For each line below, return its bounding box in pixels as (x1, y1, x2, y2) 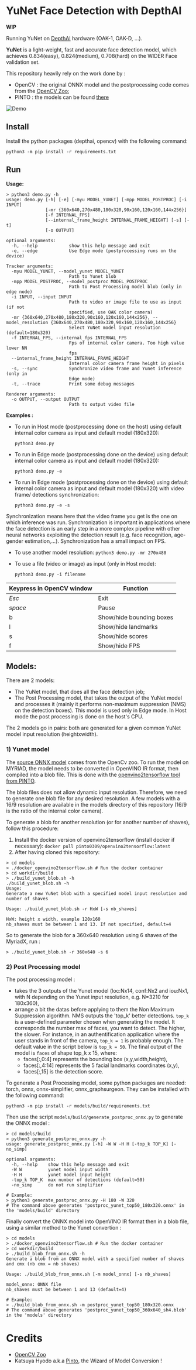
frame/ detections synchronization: (14, 491, 99, 498)
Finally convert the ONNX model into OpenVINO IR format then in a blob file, (6, 1218, 189, 1225)
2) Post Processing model (6, 962, 81, 970)
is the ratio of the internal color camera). (6, 807, 104, 814)
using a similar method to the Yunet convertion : (6, 1224, 122, 1231)
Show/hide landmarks (98, 622, 158, 631)
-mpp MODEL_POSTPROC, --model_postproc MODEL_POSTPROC (11, 278, 148, 284)
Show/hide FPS (98, 642, 140, 650)
